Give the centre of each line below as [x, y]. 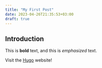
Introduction [25, 39]
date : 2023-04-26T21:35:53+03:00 [39, 14]
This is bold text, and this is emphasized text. [51, 51]
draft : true [17, 19]
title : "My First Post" [30, 10]
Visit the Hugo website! [29, 60]
